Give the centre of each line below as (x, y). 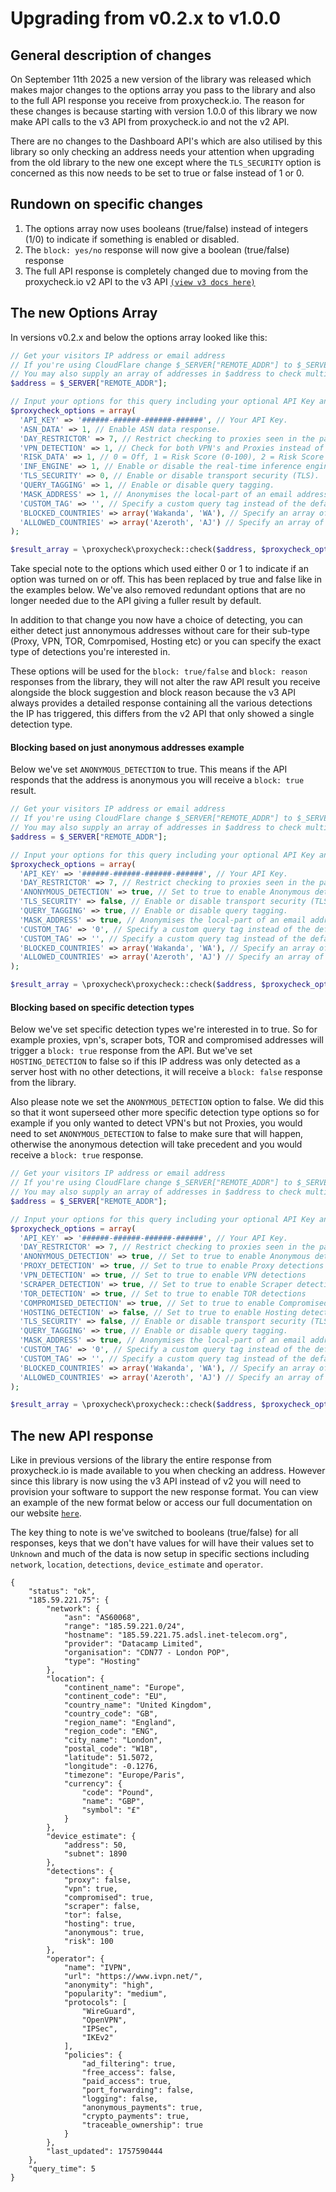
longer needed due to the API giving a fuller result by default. (136, 601)
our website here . (46, 1513)
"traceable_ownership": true (142, 2125)
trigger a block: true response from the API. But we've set (131, 1051)
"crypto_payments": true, (135, 2117)
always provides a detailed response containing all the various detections (161, 703)
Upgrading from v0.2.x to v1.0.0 (146, 18)
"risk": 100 (88, 1942)
